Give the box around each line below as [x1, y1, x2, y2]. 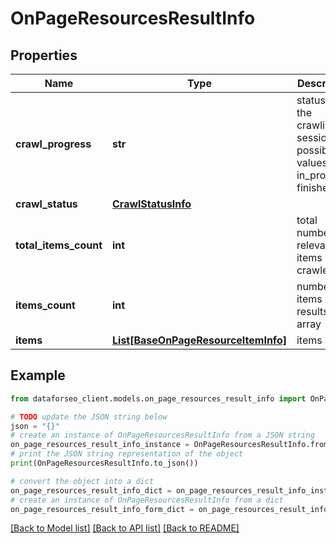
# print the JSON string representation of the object [10, 449, 244, 459]
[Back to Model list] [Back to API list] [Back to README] [10, 522, 240, 534]
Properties [10, 47, 78, 64]
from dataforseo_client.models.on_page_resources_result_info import [10, 393, 307, 404]
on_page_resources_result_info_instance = [10, 440, 190, 450]
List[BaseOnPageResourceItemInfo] [112, 333, 287, 347]
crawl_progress [15, 137, 92, 151]
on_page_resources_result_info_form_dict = [10, 504, 195, 514]
